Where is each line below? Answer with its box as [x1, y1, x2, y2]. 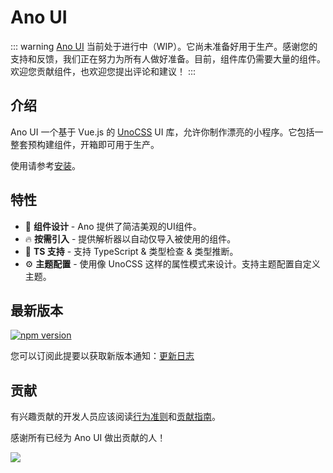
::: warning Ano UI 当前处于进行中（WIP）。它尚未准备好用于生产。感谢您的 [10, 40, 318, 52]
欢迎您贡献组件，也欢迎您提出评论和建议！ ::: [10, 65, 197, 77]
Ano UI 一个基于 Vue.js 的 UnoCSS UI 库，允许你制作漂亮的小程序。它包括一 [10, 126, 324, 138]
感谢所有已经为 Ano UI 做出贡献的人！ [10, 432, 167, 444]
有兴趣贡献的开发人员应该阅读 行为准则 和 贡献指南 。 [10, 411, 221, 423]
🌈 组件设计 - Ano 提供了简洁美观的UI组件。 [24, 220, 202, 232]
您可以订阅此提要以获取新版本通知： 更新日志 [10, 350, 195, 362]
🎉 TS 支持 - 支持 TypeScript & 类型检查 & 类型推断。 [24, 245, 239, 257]
